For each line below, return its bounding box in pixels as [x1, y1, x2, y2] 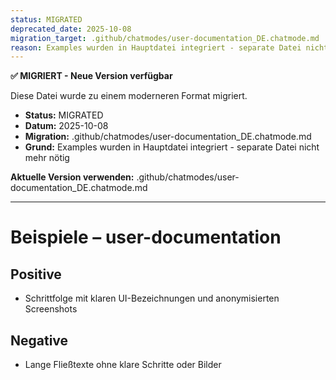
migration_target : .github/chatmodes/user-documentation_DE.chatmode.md [10, 33, 320, 43]
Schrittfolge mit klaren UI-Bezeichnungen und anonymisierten [24, 292, 280, 305]
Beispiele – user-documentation [10, 226, 282, 249]
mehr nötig [24, 152, 70, 164]
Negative [10, 332, 69, 349]
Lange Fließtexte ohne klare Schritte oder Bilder [24, 359, 222, 371]
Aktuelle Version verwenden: [10, 171, 135, 183]
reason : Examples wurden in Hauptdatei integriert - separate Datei [10, 42, 302, 53]
